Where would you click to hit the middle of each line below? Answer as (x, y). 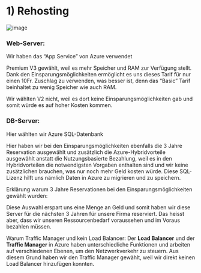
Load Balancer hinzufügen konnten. (50, 263)
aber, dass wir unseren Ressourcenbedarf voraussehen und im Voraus (93, 220)
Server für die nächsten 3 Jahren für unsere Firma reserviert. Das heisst (95, 213)
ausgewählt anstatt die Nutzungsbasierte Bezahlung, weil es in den (89, 158)
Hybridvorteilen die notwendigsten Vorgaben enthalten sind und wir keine (97, 165)
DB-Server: (23, 121)
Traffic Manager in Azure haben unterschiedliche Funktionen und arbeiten (98, 244)
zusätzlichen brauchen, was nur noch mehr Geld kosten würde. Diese (92, 171)
